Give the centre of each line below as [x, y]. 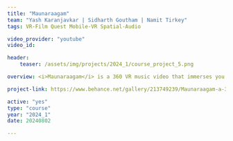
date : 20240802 [29, 121]
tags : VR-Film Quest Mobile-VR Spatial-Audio [74, 26]
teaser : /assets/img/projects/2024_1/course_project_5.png [107, 64]
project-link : [28, 89]
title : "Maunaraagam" [38, 13]
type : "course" [29, 108]
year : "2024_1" [29, 115]
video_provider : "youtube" [46, 39]
